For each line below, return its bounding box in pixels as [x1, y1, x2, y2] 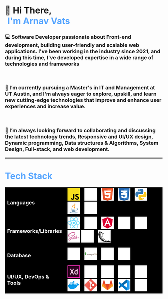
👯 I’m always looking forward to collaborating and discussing [5, 127, 156, 134]
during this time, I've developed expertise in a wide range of [5, 54, 154, 61]
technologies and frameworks [5, 60, 80, 67]
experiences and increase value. [5, 103, 86, 110]
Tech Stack [5, 170, 53, 182]
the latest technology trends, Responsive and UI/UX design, [5, 133, 153, 140]
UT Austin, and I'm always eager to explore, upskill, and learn [5, 90, 157, 97]
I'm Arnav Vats [7, 15, 70, 27]
